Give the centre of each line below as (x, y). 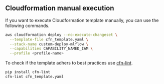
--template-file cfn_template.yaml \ (49, 39)
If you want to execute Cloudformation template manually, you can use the (82, 20)
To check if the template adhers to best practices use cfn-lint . (69, 63)
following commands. (27, 25)
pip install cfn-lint (28, 72)
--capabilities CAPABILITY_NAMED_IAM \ (51, 49)
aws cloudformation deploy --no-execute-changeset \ (61, 34)
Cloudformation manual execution (60, 8)
